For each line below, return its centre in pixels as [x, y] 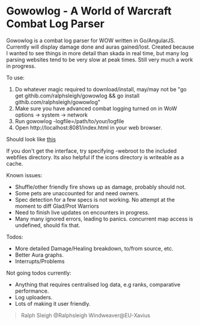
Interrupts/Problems [40, 261]
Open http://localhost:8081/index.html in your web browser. [88, 127]
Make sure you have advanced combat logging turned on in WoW [96, 108]
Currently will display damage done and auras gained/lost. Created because [100, 47]
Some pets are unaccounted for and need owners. [77, 193]
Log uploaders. [34, 297]
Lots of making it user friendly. [53, 303]
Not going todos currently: [39, 273]
